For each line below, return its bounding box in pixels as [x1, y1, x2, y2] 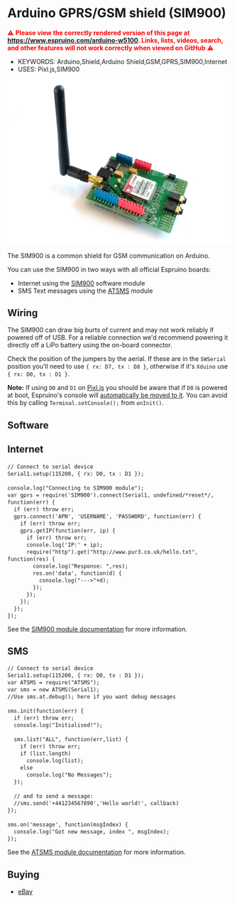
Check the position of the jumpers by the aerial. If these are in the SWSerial [7, 355, 226, 363]
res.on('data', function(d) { [33, 570, 122, 577]
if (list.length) [20, 750, 72, 757]
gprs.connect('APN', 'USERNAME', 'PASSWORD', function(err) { [13, 513, 202, 520]
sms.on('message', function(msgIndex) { [7, 821, 129, 828]
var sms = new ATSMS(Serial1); [7, 686, 100, 693]
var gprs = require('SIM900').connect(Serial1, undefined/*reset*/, [7, 492, 214, 499]
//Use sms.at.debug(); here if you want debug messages [7, 693, 176, 701]
